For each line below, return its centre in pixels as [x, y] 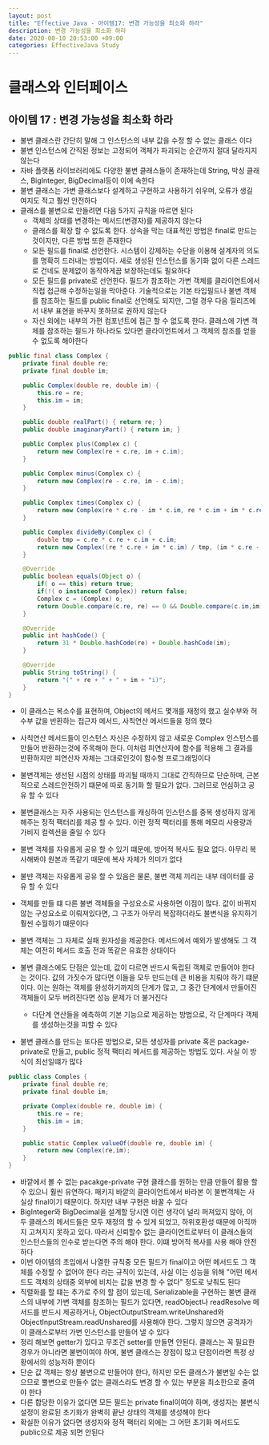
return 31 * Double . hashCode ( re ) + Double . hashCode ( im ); [134, 643]
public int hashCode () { [64, 636]
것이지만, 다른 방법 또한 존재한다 [82, 240]
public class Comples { [48, 1077]
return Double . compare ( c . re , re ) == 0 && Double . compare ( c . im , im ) [150, 606]
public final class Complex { [59, 356]
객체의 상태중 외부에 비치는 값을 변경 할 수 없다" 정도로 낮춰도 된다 [138, 1282]
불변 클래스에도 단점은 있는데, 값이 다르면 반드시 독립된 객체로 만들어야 [130, 967]
